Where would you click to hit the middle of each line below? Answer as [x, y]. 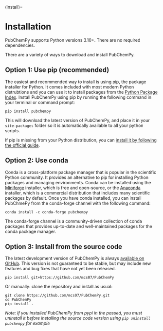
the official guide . [23, 145]
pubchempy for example [27, 323]
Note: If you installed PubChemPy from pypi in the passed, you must [74, 313]
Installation [28, 27]
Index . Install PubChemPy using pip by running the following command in [78, 97]
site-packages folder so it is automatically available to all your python [74, 125]
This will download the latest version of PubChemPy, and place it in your [77, 120]
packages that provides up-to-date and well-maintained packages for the [79, 226]
